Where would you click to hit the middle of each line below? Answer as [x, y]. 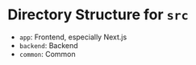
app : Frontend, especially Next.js [73, 37]
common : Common [47, 54]
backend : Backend [48, 45]
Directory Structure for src [98, 15]
